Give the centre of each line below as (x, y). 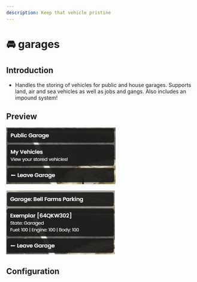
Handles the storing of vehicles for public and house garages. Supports (103, 85)
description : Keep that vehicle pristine (59, 13)
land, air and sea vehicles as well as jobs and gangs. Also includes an (101, 91)
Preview (22, 117)
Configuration (33, 271)
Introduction (30, 70)
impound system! (36, 97)
